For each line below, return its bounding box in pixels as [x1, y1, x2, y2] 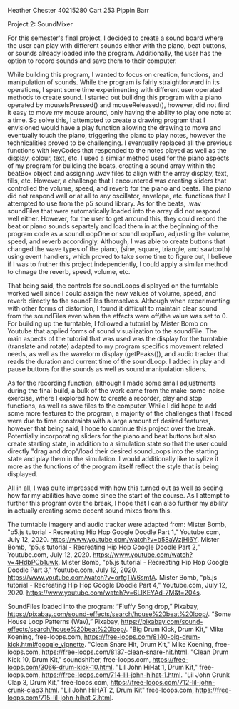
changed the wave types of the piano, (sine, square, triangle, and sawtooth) [7, 245, 230, 253]
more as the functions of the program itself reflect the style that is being [7, 462, 219, 471]
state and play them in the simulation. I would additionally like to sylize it [7, 455, 219, 463]
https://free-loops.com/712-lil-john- [110, 678, 215, 686]
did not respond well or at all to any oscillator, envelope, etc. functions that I [7, 192, 230, 200]
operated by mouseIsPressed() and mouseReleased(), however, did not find [7, 101, 230, 109]
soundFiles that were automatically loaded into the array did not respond [7, 207, 221, 215]
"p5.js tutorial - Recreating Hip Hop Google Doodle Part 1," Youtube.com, [7, 528, 221, 536]
